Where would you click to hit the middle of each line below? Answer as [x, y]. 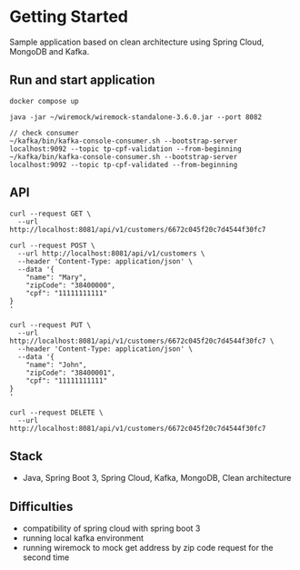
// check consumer [44, 133]
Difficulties [41, 506]
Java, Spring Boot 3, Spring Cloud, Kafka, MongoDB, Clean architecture [157, 478]
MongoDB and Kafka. [50, 51]
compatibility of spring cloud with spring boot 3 [111, 528]
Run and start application [82, 80]
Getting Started [69, 17]
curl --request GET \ [50, 214]
